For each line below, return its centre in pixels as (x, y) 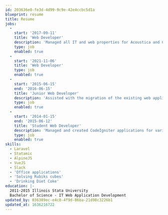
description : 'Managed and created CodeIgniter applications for (84, 130)
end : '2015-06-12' (33, 121)
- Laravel (20, 149)
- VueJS (18, 163)
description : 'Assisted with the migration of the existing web (82, 98)
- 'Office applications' (35, 172)
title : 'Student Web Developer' (48, 126)
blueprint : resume (24, 14)
